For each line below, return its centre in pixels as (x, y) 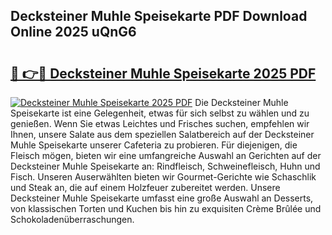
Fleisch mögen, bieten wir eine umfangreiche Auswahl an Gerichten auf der (166, 155)
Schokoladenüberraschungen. (72, 219)
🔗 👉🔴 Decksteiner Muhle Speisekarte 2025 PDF (163, 73)
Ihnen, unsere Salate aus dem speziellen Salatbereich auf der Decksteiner (162, 134)
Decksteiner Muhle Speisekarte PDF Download (159, 16)
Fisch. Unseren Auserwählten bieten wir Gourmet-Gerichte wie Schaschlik (163, 177)
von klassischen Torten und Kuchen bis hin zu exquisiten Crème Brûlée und (166, 208)
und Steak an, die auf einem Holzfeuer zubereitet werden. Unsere (145, 187)
